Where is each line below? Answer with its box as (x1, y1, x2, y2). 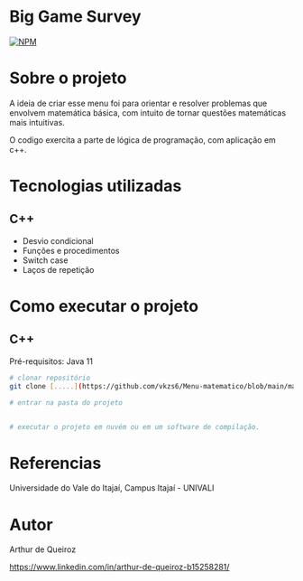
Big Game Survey (9, 6, 142, 27)
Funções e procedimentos (22, 245, 120, 256)
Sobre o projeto (9, 68, 127, 89)
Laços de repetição (22, 264, 95, 275)
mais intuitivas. (9, 117, 65, 127)
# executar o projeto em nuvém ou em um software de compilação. (9, 422, 260, 431)
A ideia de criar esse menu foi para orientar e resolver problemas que (9, 98, 268, 108)
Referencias (9, 453, 102, 473)
